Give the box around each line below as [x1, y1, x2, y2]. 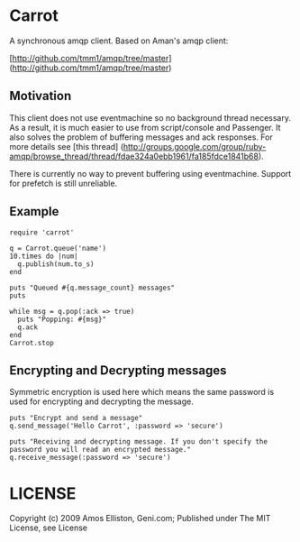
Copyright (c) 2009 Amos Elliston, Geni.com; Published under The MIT [9, 513, 271, 524]
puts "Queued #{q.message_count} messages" [9, 283, 176, 292]
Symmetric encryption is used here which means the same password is [9, 387, 275, 398]
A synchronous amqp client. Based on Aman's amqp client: [9, 35, 229, 46]
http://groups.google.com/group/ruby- [123, 141, 267, 152]
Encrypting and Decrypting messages [9, 363, 227, 378]
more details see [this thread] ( [9, 141, 124, 152]
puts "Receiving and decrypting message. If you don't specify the [9, 437, 268, 446]
